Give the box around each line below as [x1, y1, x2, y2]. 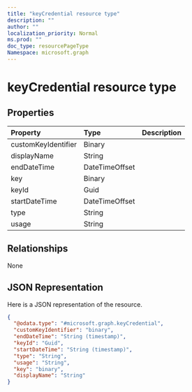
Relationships [7, 242, 68, 255]
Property [10, 127, 41, 137]
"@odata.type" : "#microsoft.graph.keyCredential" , [13, 320, 164, 327]
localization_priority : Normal [7, 29, 98, 37]
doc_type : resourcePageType [7, 43, 89, 50]
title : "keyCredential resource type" [7, 10, 120, 17]
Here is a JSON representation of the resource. [7, 300, 143, 308]
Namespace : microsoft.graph [7, 50, 89, 57]
